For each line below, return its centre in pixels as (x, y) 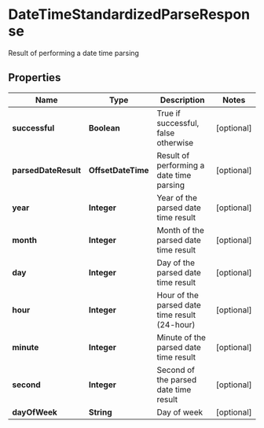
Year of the (177, 197)
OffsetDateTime (119, 170)
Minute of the (181, 338)
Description (182, 100)
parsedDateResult (46, 170)
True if (169, 113)
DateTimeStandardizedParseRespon (129, 15)
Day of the (176, 263)
